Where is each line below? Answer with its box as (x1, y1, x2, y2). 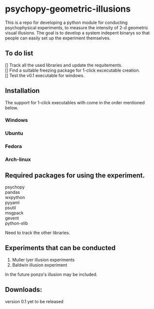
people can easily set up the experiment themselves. (5, 35, 111, 41)
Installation (5, 87, 40, 95)
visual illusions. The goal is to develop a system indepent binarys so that (5, 30, 150, 36)
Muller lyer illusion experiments (12, 257, 75, 263)
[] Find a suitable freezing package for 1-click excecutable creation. (5, 67, 140, 73)
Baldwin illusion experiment (12, 262, 67, 268)
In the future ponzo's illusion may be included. (5, 271, 98, 277)
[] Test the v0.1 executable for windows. (5, 72, 85, 78)
